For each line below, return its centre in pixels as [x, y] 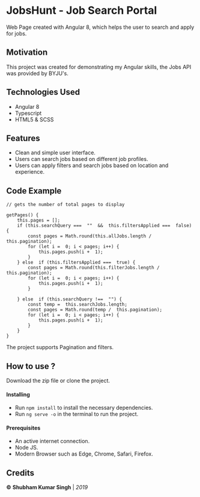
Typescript [28, 113]
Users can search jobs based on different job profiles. [81, 159]
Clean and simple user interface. [55, 153]
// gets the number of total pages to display [65, 205]
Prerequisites [23, 428]
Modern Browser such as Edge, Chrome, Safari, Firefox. [84, 454]
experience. [30, 172]
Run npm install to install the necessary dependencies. [84, 408]
